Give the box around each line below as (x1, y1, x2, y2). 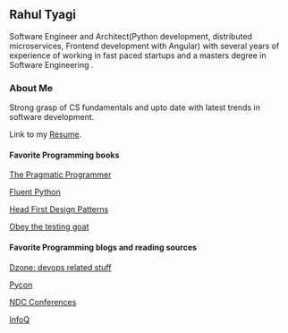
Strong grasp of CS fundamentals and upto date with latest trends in (9, 102, 261, 113)
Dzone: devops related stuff (9, 261, 112, 272)
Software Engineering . (9, 59, 94, 70)
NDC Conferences (9, 296, 77, 307)
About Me (9, 81, 54, 94)
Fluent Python (9, 187, 61, 198)
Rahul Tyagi (9, 7, 76, 22)
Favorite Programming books (9, 149, 120, 160)
